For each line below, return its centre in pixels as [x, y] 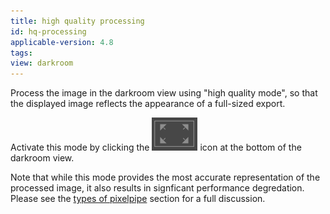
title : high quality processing [77, 21]
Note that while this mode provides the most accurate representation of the [165, 177]
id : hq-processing [48, 31]
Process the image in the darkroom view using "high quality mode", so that [164, 93]
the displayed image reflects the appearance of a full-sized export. [148, 104]
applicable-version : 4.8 [62, 42]
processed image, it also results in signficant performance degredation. [157, 188]
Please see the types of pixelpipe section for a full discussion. [138, 199]
